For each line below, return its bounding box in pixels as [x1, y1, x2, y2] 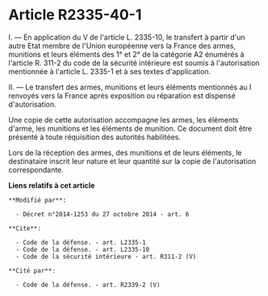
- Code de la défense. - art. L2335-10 [15, 245, 150, 253]
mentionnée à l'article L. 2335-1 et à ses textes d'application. [8, 66, 211, 76]
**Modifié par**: [8, 196, 67, 204]
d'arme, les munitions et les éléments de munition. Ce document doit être [8, 123, 253, 133]
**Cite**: [8, 224, 42, 232]
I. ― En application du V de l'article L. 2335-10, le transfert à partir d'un [8, 32, 245, 42]
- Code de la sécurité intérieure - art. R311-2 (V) [15, 252, 197, 261]
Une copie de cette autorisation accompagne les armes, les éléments [8, 115, 239, 124]
